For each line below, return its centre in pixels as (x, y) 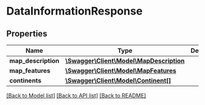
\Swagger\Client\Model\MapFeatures (121, 71)
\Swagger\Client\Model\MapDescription (125, 61)
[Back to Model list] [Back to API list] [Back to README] (76, 96)
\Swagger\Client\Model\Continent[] (118, 80)
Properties (27, 34)
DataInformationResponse (75, 11)
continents (25, 80)
